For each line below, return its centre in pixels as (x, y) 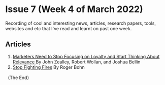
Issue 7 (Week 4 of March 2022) (74, 9)
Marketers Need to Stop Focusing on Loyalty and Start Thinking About (86, 56)
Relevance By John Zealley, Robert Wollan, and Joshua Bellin (76, 62)
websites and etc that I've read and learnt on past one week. (69, 28)
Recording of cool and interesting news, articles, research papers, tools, (81, 23)
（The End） (19, 77)
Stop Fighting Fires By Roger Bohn (48, 67)
